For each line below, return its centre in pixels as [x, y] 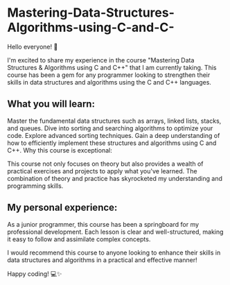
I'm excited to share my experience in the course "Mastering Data [101, 60]
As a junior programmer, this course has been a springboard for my [103, 224]
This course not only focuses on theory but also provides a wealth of [105, 164]
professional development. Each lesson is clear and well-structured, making [115, 232]
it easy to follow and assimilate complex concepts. [79, 239]
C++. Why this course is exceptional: [60, 150]
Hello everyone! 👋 [33, 46]
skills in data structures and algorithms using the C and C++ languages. [109, 82]
